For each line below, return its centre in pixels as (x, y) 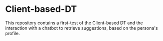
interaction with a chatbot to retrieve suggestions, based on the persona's (81, 28)
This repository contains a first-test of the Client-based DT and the (74, 23)
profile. (13, 33)
